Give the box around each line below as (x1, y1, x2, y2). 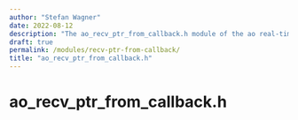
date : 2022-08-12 (9, 21, 74, 30)
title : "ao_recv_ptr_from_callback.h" (9, 54, 153, 63)
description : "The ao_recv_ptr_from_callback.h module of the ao (9, 29, 255, 38)
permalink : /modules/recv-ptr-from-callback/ (9, 46, 180, 55)
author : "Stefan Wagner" (9, 12, 101, 22)
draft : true (9, 37, 53, 47)
